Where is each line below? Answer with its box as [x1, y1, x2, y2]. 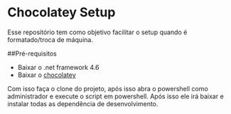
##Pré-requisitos [7, 49, 57, 58]
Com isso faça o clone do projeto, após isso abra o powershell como [7, 84, 208, 93]
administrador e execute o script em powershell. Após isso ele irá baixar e [7, 92, 224, 100]
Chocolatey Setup [7, 4, 116, 21]
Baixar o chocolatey [17, 71, 76, 79]
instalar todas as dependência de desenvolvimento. [7, 99, 159, 108]
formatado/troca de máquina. [7, 35, 94, 43]
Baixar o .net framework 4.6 [17, 63, 100, 71]
